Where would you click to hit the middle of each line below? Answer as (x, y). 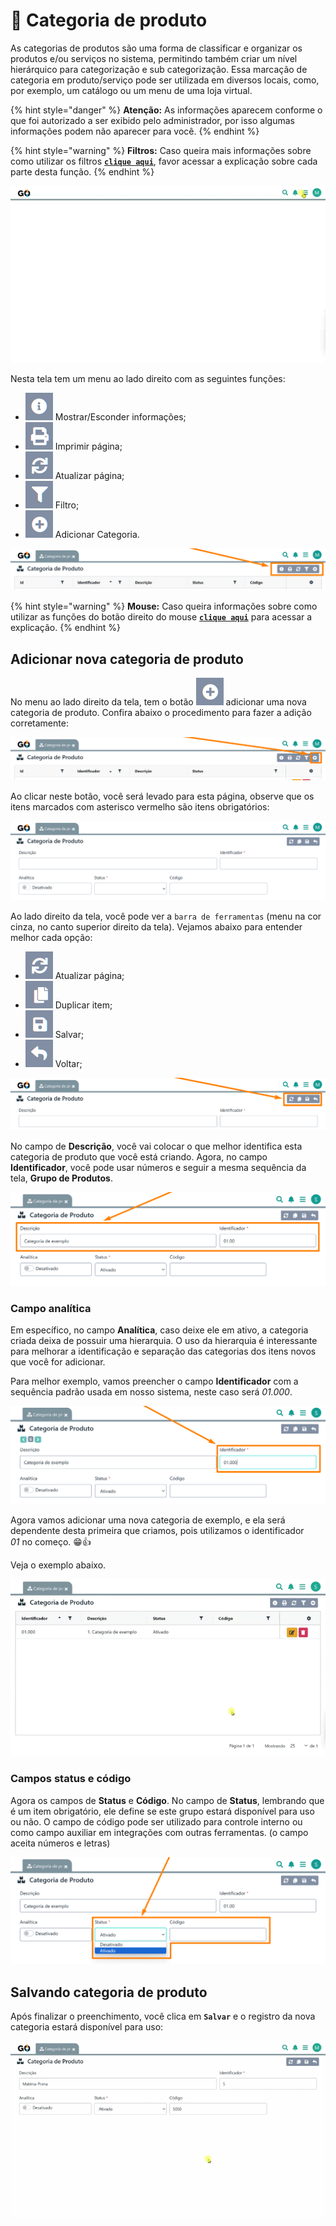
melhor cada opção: (51, 938)
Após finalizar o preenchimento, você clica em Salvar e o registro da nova (163, 2016)
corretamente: (39, 723)
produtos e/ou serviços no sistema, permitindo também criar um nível (154, 58)
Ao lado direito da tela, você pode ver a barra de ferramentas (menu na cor (166, 916)
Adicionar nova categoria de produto (127, 659)
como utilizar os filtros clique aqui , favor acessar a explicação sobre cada (164, 161)
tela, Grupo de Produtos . (61, 1178)
